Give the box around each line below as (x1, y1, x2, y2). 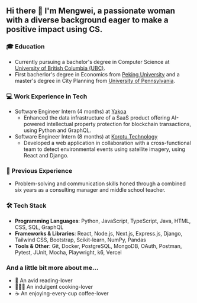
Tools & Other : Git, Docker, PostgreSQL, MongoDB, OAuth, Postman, (14, 242, 182, 249)
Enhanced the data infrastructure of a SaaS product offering (23, 114, 170, 121)
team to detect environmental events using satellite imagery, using (23, 146, 185, 153)
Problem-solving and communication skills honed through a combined (14, 180, 186, 187)
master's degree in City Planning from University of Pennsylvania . (14, 77, 176, 84)
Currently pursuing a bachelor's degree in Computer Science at (14, 58, 170, 65)
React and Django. (23, 151, 69, 159)
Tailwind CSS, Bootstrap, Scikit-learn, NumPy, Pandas (14, 236, 146, 243)
